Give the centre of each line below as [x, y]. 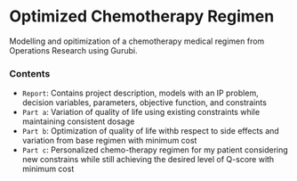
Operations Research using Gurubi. [73, 50]
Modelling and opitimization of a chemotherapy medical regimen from [137, 41]
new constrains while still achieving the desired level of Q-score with [148, 160]
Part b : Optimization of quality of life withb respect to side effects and [151, 131]
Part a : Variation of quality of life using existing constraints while [141, 112]
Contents [30, 73]
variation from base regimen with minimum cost [109, 141]
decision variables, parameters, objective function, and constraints [144, 103]
